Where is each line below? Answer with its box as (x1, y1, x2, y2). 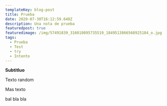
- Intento (9, 53, 30, 59)
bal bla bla (5, 96, 26, 102)
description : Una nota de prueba (5, 21, 75, 26)
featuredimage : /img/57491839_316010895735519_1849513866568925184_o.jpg (5, 30, 162, 35)
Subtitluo (5, 67, 25, 73)
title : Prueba (5, 12, 35, 17)
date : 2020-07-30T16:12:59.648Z (5, 16, 72, 21)
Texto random (5, 77, 34, 83)
